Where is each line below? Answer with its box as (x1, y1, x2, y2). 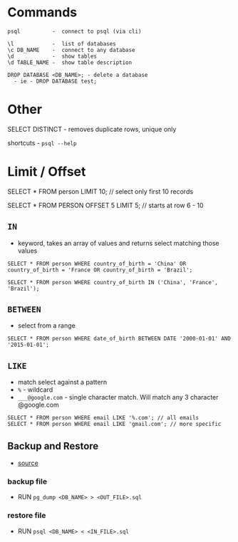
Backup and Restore (7, 439, 99, 452)
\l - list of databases (7, 40, 116, 47)
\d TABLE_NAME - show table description (7, 58, 133, 66)
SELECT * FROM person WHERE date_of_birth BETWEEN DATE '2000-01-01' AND (7, 335, 232, 343)
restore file (7, 511, 46, 521)
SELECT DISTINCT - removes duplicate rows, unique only (7, 125, 177, 133)
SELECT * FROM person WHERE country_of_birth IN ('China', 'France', (7, 278, 219, 286)
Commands (7, 4, 78, 21)
